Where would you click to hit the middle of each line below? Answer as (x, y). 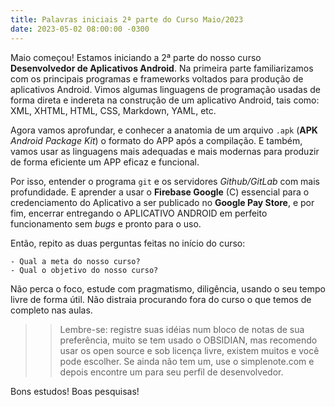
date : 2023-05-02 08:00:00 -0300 (80, 29)
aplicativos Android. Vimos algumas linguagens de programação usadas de (165, 89)
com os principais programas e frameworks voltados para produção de (157, 78)
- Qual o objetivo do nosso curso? (84, 270)
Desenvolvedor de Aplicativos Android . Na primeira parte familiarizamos (162, 68)
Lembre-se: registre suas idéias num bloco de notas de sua (182, 329)
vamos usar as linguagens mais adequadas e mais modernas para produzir (165, 151)
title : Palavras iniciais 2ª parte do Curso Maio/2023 (127, 19)
